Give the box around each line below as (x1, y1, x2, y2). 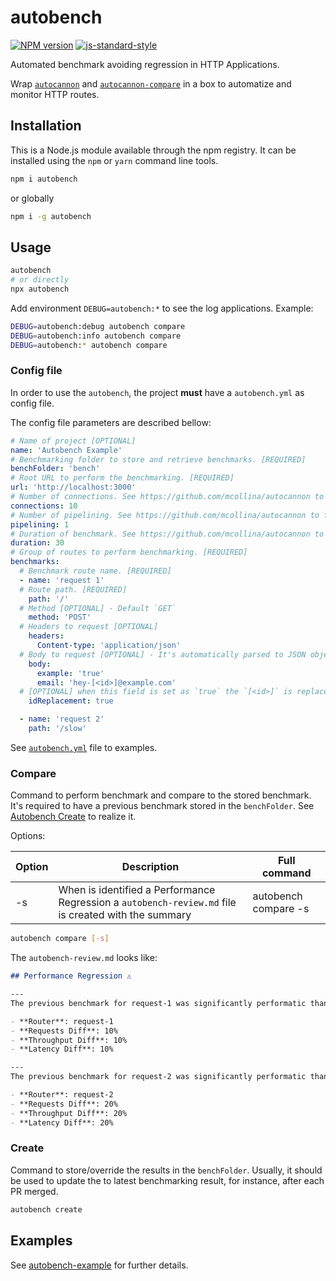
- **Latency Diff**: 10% (10, 1044, 114, 1055)
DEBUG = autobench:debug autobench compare (10, 321, 186, 331)
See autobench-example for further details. (10, 1259, 189, 1271)
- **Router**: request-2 (10, 1090, 114, 1100)
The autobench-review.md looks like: (10, 952, 158, 964)
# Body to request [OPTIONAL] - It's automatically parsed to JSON (19, 649, 307, 660)
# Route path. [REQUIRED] (19, 584, 128, 595)
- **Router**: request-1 (10, 1016, 114, 1026)
